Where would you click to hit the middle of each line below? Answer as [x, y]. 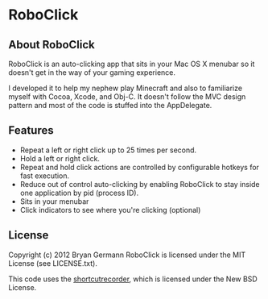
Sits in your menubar [54, 201]
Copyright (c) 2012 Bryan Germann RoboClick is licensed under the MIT [127, 255]
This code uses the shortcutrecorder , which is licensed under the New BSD [133, 279]
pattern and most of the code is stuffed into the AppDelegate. [110, 105]
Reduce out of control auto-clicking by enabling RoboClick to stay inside [140, 184]
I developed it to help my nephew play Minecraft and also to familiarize [126, 88]
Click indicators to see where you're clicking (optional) [110, 210]
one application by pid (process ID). [79, 193]
